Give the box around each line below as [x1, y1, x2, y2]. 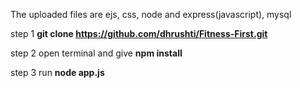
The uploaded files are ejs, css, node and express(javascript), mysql [10, 9, 292, 20]
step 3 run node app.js [10, 67, 105, 78]
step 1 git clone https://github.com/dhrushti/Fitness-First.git [10, 28, 268, 39]
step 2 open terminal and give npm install [10, 47, 183, 59]
